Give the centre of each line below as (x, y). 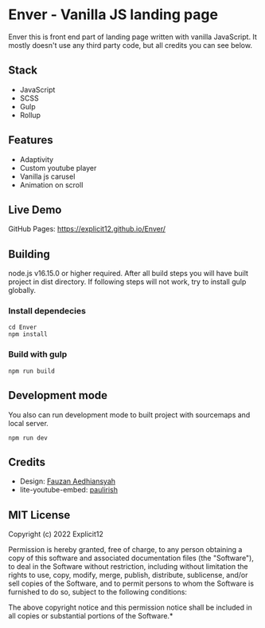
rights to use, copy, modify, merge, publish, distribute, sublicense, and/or (128, 575)
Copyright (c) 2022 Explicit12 (56, 534)
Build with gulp (38, 354)
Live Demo (35, 209)
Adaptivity (37, 159)
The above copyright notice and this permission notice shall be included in (130, 607)
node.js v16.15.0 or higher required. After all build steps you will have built (129, 274)
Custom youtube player (58, 168)
